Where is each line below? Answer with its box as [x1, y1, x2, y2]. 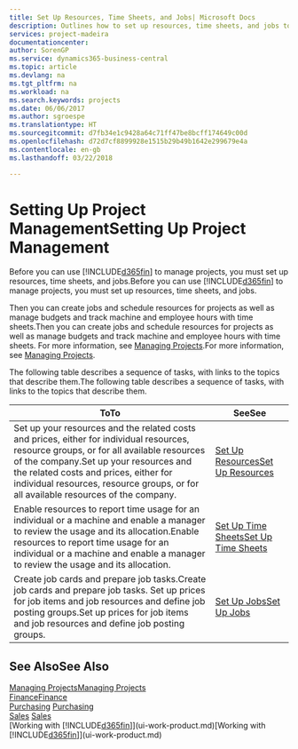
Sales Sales [9, 711, 51, 721]
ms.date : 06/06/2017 [9, 104, 86, 113]
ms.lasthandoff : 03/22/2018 [9, 153, 114, 163]
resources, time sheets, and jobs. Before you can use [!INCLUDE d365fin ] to [9, 276, 284, 287]
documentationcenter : [9, 37, 90, 47]
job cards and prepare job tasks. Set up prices [13, 584, 206, 596]
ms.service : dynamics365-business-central [9, 54, 169, 63]
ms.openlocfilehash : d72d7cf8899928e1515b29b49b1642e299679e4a [9, 137, 248, 146]
